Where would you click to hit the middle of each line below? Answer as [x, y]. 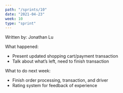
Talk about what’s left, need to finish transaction [61, 61]
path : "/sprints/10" [26, 10]
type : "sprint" [21, 23]
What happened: [22, 46]
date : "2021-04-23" [25, 14]
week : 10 [14, 19]
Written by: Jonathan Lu [29, 37]
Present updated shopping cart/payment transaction [65, 56]
